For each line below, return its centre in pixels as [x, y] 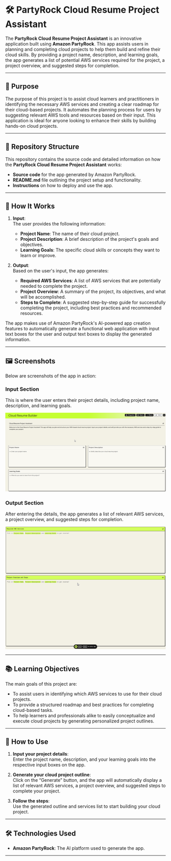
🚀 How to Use [27, 742]
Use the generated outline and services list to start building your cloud [86, 806]
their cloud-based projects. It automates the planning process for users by [83, 109]
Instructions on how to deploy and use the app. [63, 185]
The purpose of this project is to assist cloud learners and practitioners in [82, 99]
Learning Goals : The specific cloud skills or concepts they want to [90, 250]
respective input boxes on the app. [49, 765]
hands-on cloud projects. [32, 126]
